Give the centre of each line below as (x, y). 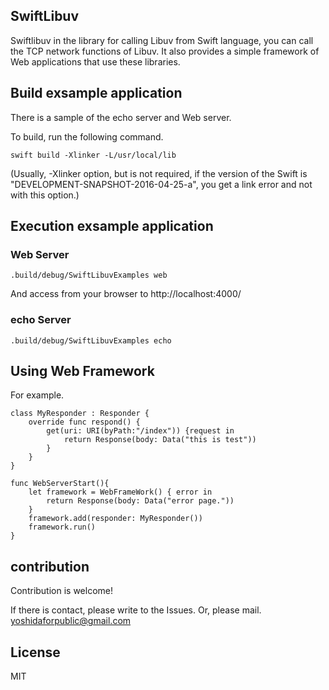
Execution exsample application (112, 226)
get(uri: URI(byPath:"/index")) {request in (140, 431)
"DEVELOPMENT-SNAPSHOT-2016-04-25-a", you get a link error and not (161, 184)
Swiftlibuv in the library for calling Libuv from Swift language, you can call (162, 40)
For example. (37, 395)
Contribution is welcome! (62, 591)
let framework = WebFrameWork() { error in (120, 492)
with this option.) (45, 195)
